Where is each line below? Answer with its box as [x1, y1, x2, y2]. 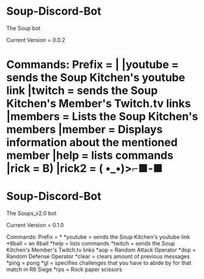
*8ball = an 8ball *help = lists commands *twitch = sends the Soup [6, 240, 175, 247]
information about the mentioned [6, 136, 178, 150]
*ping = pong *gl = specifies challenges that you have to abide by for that [6, 259, 191, 267]
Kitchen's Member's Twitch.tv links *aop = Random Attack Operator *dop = [6, 246, 197, 254]
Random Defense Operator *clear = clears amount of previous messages [6, 253, 191, 260]
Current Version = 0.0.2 [6, 36, 66, 43]
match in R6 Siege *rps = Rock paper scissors [6, 266, 122, 273]
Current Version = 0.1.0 [6, 222, 64, 229]
